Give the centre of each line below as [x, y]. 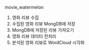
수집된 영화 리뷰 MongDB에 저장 [43, 24]
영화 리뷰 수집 [25, 17]
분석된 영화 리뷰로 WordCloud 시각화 [48, 42]
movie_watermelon [24, 7]
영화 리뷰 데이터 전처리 [34, 36]
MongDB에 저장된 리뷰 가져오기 [43, 30]
